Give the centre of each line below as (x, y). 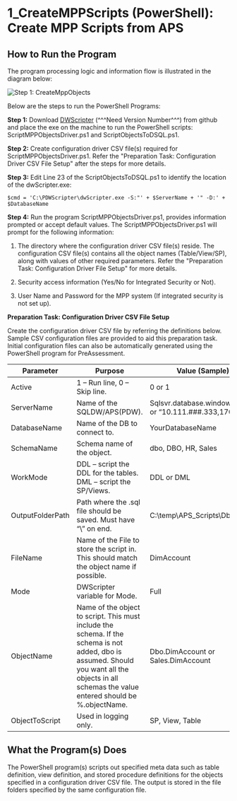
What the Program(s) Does (67, 750)
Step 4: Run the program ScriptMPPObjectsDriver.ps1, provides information (117, 217)
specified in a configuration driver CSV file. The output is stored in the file (114, 782)
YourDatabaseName (183, 428)
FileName (26, 558)
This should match (107, 558)
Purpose (110, 371)
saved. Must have (106, 520)
